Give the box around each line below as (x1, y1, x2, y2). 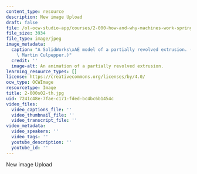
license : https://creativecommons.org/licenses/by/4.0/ (6, 74, 145, 80)
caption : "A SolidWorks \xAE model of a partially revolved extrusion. (11, 47, 188, 53)
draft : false (6, 19, 38, 25)
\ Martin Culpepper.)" (16, 52, 72, 58)
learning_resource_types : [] (6, 69, 77, 74)
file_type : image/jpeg (6, 36, 62, 42)
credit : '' (11, 57, 38, 63)
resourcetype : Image (6, 85, 57, 91)
